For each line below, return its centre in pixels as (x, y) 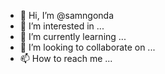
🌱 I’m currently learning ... (73, 36)
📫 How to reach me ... (66, 58)
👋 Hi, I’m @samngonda (66, 15)
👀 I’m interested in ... (62, 26)
